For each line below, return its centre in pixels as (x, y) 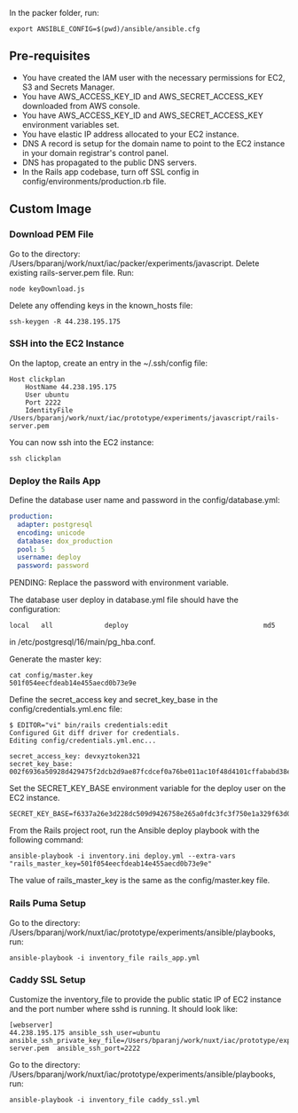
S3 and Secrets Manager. (68, 87)
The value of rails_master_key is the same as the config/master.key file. (140, 881)
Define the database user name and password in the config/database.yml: (145, 500)
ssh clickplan (35, 459)
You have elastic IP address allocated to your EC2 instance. (130, 134)
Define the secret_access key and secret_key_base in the (114, 700)
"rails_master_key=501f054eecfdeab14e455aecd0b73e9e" (111, 864)
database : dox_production (65, 541)
